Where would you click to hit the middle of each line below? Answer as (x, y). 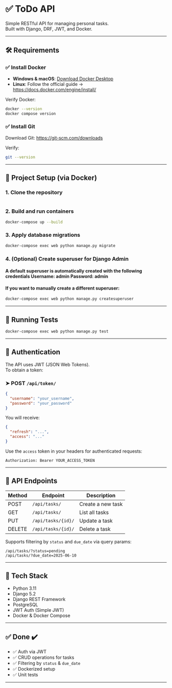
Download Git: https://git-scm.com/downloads (54, 138)
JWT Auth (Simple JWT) (38, 610)
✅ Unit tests (25, 675)
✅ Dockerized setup (34, 669)
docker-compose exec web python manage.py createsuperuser (70, 299)
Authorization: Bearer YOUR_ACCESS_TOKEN (50, 460)
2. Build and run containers (40, 211)
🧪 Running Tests (32, 319)
